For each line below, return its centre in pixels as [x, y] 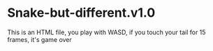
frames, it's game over [39, 39]
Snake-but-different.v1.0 [81, 13]
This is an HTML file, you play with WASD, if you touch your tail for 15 [106, 32]
